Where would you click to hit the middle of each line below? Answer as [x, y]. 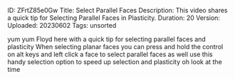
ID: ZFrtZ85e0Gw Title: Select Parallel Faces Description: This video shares [117, 10]
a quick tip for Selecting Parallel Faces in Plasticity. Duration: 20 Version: [114, 18]
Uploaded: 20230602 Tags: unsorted [62, 25]
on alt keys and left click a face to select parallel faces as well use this [110, 54]
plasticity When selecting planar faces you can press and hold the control [115, 47]
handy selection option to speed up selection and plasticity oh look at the [115, 62]
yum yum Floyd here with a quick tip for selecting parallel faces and [107, 39]
